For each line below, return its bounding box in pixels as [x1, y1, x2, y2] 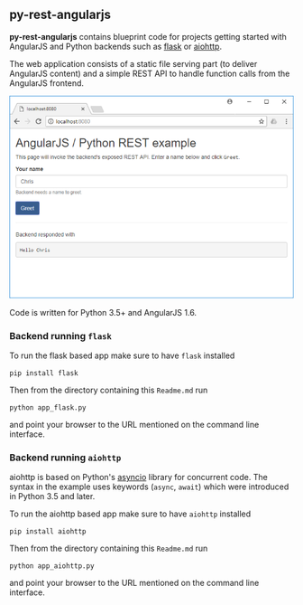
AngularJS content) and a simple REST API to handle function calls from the [9, 68, 290, 79]
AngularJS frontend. [9, 77, 84, 89]
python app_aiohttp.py [9, 562, 95, 571]
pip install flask [9, 369, 78, 378]
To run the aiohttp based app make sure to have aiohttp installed [9, 508, 252, 519]
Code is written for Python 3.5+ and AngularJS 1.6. [9, 307, 197, 317]
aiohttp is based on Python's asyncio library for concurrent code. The [9, 472, 268, 483]
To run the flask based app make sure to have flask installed [9, 350, 235, 361]
